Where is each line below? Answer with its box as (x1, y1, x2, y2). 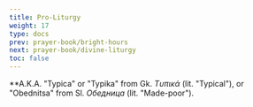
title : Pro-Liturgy (9, 12, 81, 22)
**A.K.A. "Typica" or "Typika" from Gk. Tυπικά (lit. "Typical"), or (9, 79, 245, 88)
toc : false (9, 54, 50, 63)
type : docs (9, 29, 50, 38)
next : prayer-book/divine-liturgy (9, 46, 137, 55)
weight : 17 (9, 21, 50, 30)
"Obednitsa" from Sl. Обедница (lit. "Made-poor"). (9, 88, 195, 98)
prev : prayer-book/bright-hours (9, 37, 128, 47)
